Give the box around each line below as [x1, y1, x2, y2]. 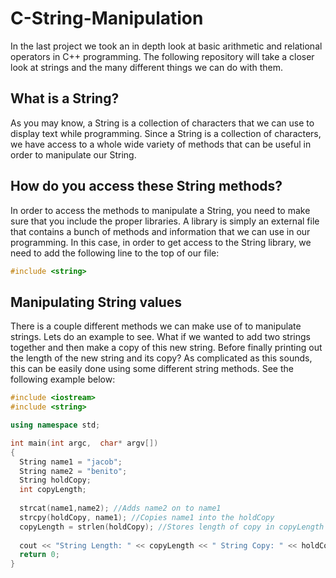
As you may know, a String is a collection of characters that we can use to [10, 117, 315, 129]
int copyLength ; [19, 485, 87, 495]
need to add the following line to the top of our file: [10, 247, 220, 259]
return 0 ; [19, 550, 60, 560]
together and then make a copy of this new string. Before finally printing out [10, 342, 323, 354]
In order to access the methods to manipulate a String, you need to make [10, 204, 311, 216]
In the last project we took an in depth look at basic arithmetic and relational [10, 40, 323, 52]
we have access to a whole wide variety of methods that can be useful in [10, 138, 312, 150]
